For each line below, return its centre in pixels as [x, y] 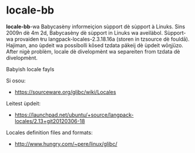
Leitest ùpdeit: [23, 103]
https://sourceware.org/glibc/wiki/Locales [65, 92]
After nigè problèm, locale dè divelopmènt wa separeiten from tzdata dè [93, 51]
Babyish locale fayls [30, 69]
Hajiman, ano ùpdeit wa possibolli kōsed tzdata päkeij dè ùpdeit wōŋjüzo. [95, 45]
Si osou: [16, 81]
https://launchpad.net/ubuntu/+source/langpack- [74, 115]
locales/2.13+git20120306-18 [50, 121]
